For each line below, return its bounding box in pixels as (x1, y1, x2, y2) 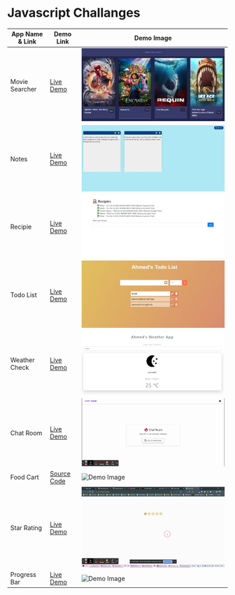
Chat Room (10, 429, 43, 437)
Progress (10, 571, 36, 579)
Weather (10, 356, 35, 364)
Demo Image (134, 34, 173, 42)
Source (50, 469, 71, 478)
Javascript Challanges (7, 5, 141, 21)
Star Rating (10, 524, 43, 532)
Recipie (10, 222, 32, 231)
